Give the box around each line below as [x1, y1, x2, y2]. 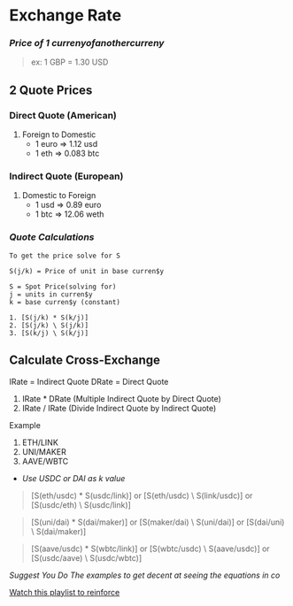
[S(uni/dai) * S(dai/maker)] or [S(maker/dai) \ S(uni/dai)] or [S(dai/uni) [30, 517, 285, 527]
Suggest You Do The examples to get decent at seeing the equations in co [9, 570, 281, 580]
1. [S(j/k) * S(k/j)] [9, 313, 89, 322]
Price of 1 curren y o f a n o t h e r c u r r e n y [9, 37, 165, 50]
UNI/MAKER [21, 446, 66, 456]
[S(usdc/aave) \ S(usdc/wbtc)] [30, 552, 143, 563]
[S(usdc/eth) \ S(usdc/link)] [30, 499, 131, 510]
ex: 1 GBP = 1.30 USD [30, 57, 109, 67]
